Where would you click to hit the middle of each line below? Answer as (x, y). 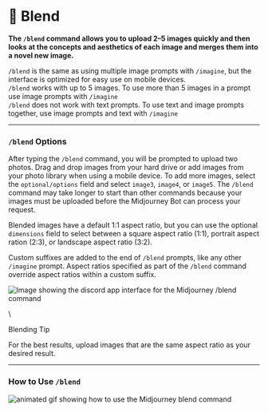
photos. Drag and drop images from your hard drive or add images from (126, 168)
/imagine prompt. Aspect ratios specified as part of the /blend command (128, 266)
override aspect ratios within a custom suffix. (83, 275)
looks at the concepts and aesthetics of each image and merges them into (134, 46)
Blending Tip (29, 330)
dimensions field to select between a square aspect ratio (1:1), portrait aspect (134, 234)
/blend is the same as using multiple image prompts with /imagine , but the (130, 70)
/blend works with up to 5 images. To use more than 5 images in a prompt (130, 88)
